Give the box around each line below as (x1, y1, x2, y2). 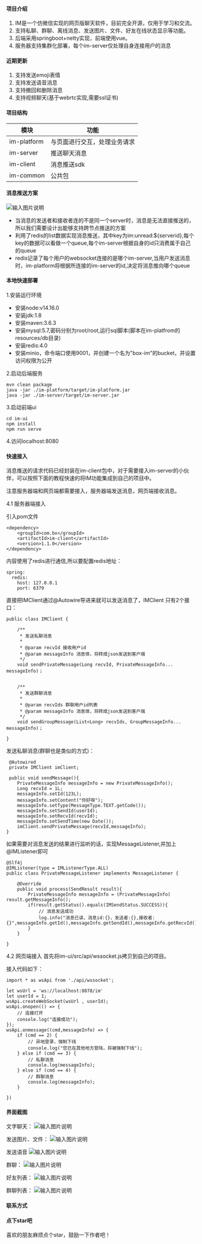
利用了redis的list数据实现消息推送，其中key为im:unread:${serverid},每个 (14, 231, 194, 239)
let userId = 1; (6, 993, 47, 999)
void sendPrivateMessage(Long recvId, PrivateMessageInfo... (17, 662, 173, 668)
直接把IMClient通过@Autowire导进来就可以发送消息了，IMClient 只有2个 (6, 597, 185, 604)
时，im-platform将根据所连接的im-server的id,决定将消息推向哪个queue (14, 262, 191, 269)
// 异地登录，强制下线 (28, 1039, 76, 1045)
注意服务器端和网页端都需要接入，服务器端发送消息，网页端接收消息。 (6, 488, 180, 495)
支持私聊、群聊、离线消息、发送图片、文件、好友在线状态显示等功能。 (14, 27, 189, 34)
